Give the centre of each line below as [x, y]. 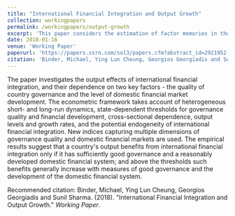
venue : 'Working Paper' [42, 46]
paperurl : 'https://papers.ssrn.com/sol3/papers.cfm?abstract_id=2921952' [119, 53]
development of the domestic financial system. [75, 176]
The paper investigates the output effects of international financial [102, 79]
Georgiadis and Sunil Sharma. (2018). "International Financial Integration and [117, 197]
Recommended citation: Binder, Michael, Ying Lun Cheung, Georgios [106, 189]
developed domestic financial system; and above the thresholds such [107, 161]
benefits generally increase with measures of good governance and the [110, 168]
